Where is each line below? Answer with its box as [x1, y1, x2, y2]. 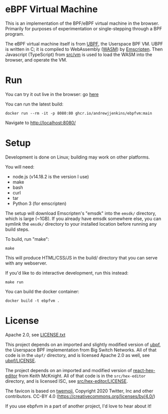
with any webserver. [5, 260, 47, 266]
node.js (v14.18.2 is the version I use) [12, 173, 89, 180]
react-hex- [133, 367, 155, 373]
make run [5, 279, 24, 285]
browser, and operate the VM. [5, 57, 67, 63]
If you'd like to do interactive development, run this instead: [5, 270, 129, 276]
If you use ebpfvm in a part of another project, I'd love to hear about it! [5, 403, 152, 409]
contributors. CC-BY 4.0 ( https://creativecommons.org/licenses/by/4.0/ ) [5, 393, 155, 399]
